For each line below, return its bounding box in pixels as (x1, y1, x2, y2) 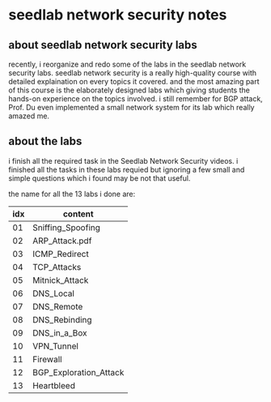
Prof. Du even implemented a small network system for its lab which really (8, 103, 255, 112)
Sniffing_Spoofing (32, 221, 101, 233)
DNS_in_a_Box (32, 327, 87, 338)
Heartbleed (32, 379, 75, 391)
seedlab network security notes (8, 6, 227, 24)
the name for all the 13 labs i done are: (8, 189, 136, 199)
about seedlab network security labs (8, 38, 198, 52)
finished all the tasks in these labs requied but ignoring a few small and (8, 165, 245, 174)
